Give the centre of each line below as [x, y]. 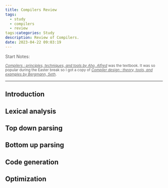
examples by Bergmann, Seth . [31, 74]
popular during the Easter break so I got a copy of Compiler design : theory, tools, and [79, 70]
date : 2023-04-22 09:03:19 [33, 42]
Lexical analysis [31, 111]
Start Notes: [17, 56]
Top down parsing [34, 128]
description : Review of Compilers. [42, 38]
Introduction [25, 94]
